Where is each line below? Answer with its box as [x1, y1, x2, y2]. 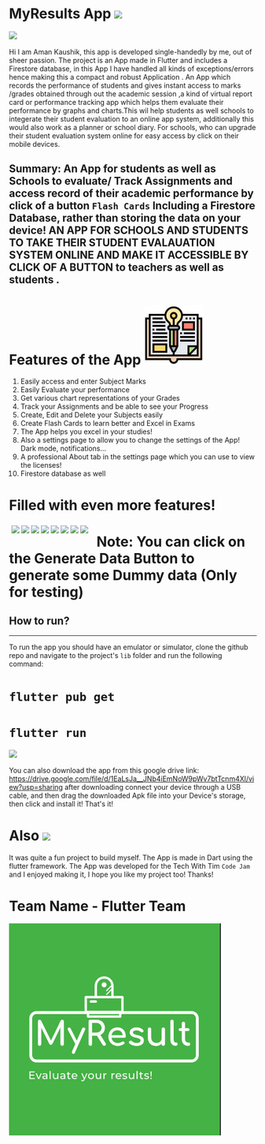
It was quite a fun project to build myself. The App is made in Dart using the [9, 853, 253, 862]
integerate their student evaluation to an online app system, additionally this [9, 114, 255, 123]
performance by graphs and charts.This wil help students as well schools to [9, 106, 254, 115]
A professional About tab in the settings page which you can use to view [20, 452, 255, 462]
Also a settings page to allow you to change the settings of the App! [20, 436, 241, 445]
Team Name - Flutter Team [9, 897, 186, 915]
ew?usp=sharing [9, 782, 64, 791]
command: [9, 660, 44, 669]
